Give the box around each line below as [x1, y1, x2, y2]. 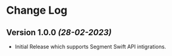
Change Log [6, 4, 67, 17]
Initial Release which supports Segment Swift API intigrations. [14, 43, 166, 50]
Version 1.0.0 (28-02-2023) [6, 27, 112, 38]
